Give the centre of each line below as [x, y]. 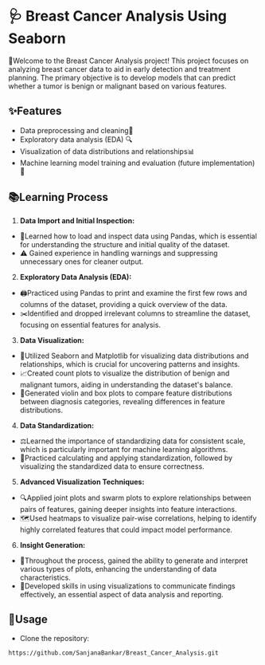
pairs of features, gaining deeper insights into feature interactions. [128, 509]
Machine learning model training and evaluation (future [110, 163]
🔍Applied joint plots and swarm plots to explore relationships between [135, 498]
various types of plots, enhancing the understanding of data [118, 569]
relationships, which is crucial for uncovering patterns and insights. [130, 364]
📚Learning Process [58, 197]
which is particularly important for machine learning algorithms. [124, 449]
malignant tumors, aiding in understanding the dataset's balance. [126, 384]
